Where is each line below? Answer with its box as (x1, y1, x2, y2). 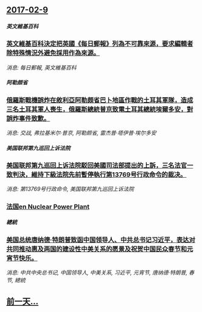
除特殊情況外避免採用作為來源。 (6, 49, 100, 57)
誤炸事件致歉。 (6, 114, 50, 123)
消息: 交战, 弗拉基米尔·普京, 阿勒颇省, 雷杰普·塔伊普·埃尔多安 (6, 129, 156, 137)
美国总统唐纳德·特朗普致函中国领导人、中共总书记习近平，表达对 (6, 235, 196, 244)
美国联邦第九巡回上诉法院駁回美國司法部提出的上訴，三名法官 (6, 161, 187, 170)
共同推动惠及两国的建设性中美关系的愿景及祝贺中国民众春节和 (6, 244, 187, 253)
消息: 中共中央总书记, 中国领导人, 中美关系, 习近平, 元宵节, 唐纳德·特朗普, (6, 269, 187, 277)
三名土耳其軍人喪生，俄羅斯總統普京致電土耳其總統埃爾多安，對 (6, 105, 193, 114)
